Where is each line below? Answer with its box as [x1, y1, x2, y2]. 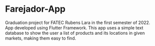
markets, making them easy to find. [5, 35, 76, 41]
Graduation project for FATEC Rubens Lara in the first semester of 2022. [5, 20, 151, 25]
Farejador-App [5, 3, 66, 15]
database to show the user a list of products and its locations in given [5, 30, 145, 36]
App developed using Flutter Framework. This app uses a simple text [5, 24, 143, 30]
